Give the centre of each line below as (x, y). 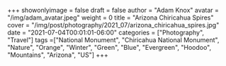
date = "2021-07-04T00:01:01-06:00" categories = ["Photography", (106, 32)
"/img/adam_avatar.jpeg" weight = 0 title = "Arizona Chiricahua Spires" (111, 18)
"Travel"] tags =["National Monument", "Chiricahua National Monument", (113, 40)
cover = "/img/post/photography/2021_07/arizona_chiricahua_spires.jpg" (113, 25)
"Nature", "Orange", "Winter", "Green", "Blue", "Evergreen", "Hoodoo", (109, 47)
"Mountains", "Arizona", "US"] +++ (58, 55)
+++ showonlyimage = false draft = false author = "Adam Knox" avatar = (113, 10)
